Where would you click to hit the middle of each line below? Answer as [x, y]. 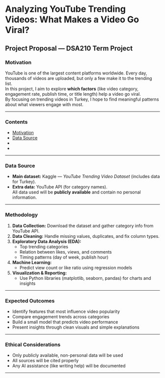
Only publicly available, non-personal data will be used [68, 355]
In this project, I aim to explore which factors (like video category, [72, 89]
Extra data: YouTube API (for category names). [60, 187]
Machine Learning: [32, 262]
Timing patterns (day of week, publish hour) [64, 257]
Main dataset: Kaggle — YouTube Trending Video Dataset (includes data [86, 177]
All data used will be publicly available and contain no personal [76, 192]
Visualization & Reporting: [40, 273]
